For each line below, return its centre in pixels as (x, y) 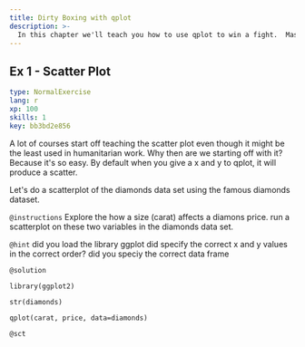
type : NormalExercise (50, 92)
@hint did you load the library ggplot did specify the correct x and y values (148, 244)
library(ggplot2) (42, 286)
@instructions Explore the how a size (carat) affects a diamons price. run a (150, 217)
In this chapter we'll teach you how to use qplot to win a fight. (148, 34)
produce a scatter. (44, 172)
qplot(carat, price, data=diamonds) (79, 318)
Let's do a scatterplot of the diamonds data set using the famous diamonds (150, 189)
